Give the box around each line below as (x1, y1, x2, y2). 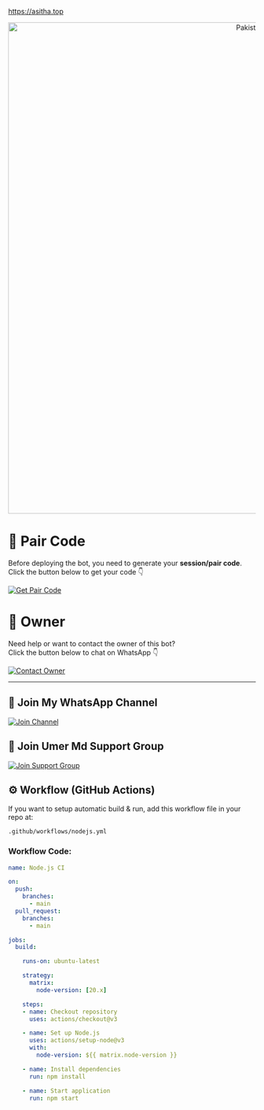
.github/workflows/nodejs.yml (8, 828, 108, 836)
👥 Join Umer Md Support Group (8, 740, 164, 753)
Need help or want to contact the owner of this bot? (8, 638, 175, 648)
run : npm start (28, 1094, 79, 1102)
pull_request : (15, 907, 61, 915)
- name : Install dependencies (22, 1065, 122, 1073)
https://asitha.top (8, 7, 64, 16)
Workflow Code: (8, 846, 72, 857)
